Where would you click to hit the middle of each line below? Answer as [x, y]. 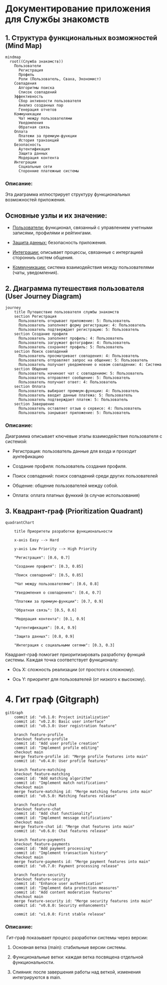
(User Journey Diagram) [43, 296]
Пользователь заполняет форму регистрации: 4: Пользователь [82, 325]
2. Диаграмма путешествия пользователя [75, 288]
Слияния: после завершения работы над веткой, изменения [77, 972]
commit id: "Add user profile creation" [57, 743]
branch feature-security [40, 875]
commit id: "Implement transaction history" [61, 853]
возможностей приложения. [35, 200]
